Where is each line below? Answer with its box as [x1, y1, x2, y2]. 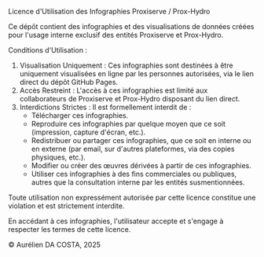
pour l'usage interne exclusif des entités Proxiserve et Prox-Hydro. [8, 31, 224, 39]
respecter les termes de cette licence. [8, 225, 131, 234]
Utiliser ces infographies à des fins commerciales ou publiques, [31, 169, 237, 178]
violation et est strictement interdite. [8, 201, 125, 211]
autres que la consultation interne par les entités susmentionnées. [31, 178, 245, 187]
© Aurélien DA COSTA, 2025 [8, 240, 101, 249]
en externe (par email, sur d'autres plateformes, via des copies [31, 145, 235, 153]
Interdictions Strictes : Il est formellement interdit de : [19, 102, 192, 112]
